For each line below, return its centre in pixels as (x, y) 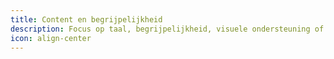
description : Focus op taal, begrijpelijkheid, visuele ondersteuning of (167, 29)
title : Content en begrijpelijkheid (86, 19)
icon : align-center (51, 38)
